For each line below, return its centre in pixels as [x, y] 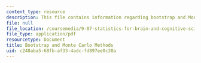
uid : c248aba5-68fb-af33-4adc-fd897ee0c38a [61, 51]
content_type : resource [36, 12]
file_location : [25, 28]
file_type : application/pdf [41, 34]
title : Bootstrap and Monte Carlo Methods [60, 46]
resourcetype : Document [36, 40]
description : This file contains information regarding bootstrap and [96, 17]
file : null [20, 23]
